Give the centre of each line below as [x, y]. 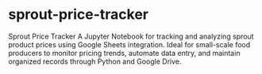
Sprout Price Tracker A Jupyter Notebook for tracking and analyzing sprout [131, 36]
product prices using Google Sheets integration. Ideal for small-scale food [129, 44]
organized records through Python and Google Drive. [95, 61]
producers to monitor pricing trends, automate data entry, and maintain [124, 53]
